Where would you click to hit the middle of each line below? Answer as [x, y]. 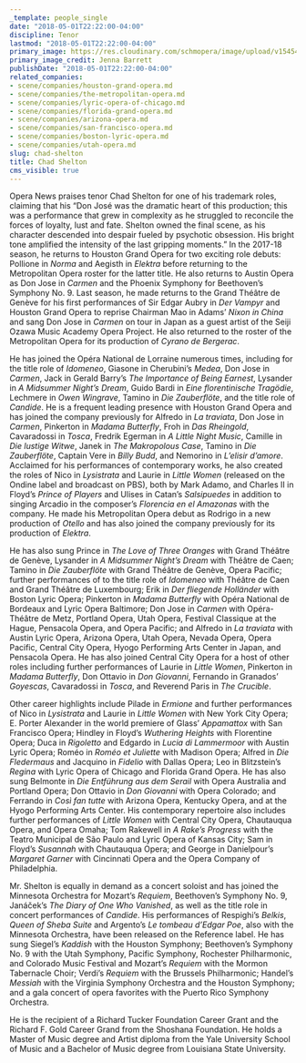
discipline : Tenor [44, 35]
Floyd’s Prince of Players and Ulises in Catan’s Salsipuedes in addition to [146, 495]
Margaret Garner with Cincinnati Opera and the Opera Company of [135, 859]
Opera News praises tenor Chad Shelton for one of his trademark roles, [143, 196]
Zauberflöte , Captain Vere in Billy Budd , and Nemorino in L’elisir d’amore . [147, 455]
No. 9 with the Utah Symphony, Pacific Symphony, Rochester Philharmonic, [151, 954]
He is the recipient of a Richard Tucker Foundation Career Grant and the [144, 1020]
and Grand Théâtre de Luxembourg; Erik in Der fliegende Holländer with [144, 589]
